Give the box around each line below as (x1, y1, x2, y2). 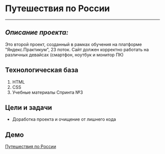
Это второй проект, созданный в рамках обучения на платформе (5, 41, 142, 47)
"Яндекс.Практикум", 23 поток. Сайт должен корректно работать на (5, 46, 149, 52)
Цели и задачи (5, 103, 53, 111)
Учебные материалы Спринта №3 (12, 89, 83, 95)
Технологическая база (5, 66, 79, 74)
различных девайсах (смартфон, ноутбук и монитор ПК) (5, 52, 124, 58)
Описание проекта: (5, 28, 69, 37)
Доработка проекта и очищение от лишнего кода (12, 116, 116, 122)
